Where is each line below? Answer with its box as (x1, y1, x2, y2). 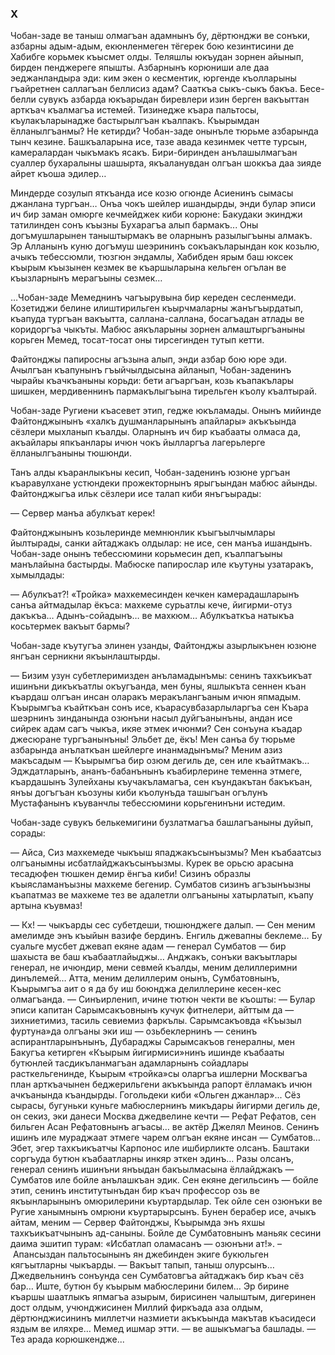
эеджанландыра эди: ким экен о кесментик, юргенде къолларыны (10, 72, 297, 84)
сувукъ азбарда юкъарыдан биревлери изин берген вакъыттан (38, 93, 310, 106)
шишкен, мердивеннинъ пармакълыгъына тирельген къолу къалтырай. (10, 385, 318, 397)
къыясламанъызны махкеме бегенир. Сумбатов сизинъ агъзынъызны (10, 878, 312, 891)
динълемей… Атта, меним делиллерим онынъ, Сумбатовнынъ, (10, 972, 280, 984)
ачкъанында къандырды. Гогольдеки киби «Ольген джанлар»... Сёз (10, 1089, 301, 1101)
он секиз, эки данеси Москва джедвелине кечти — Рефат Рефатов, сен (10, 1110, 317, 1122)
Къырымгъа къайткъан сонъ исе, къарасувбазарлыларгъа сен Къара (10, 702, 309, 714)
